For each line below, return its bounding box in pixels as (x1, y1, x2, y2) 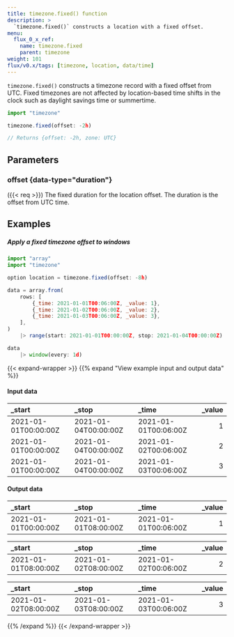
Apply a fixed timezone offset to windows (7, 238, 131, 246)
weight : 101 (7, 56, 42, 63)
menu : (7, 29, 23, 37)
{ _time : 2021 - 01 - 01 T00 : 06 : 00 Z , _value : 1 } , (32, 300, 161, 307)
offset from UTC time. (7, 198, 70, 206)
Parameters (7, 154, 59, 166)
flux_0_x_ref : (13, 36, 54, 43)
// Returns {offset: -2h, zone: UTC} (7, 135, 117, 141)
